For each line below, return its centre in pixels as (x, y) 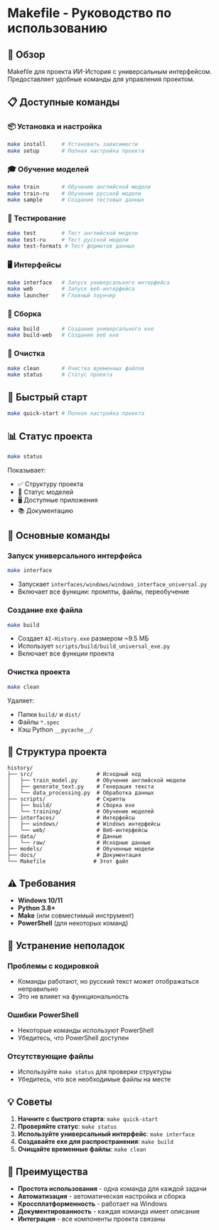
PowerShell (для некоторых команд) (73, 923)
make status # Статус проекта (60, 375)
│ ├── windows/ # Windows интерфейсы (84, 824)
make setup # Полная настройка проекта (76, 151)
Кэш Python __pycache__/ (55, 729)
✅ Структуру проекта (50, 484)
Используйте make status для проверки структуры (95, 1072)
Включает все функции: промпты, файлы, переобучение (103, 592)
